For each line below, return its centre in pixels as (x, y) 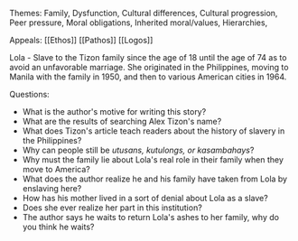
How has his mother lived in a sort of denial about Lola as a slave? (145, 198)
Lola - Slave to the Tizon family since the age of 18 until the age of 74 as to (148, 57)
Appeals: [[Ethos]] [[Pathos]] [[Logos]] (81, 40)
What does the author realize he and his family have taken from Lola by (154, 179)
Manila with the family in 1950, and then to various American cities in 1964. (148, 77)
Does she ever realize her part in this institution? (112, 208)
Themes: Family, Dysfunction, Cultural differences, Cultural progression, (144, 13)
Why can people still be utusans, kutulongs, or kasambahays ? (138, 150)
